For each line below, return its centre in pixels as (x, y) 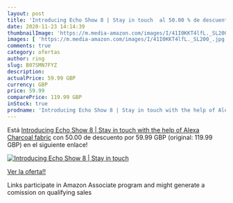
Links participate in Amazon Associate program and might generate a (106, 185)
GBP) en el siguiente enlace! (48, 144)
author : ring (26, 59)
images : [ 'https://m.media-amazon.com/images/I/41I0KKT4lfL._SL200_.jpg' (118, 39)
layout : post (26, 14)
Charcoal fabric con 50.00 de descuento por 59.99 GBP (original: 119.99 (110, 137)
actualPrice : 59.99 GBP (42, 78)
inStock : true (28, 104)
